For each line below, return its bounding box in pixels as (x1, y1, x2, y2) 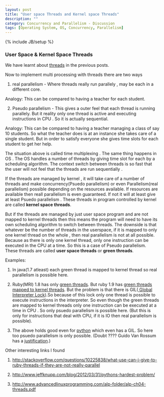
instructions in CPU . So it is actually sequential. (12, 116, 109, 122)
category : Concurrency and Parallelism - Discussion (5, 21, 115, 26)
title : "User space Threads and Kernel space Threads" (5, 12, 119, 17)
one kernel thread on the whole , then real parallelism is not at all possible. (5, 232, 155, 238)
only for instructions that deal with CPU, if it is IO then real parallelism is (12, 313, 157, 319)
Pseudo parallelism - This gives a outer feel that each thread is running (12, 106, 155, 111)
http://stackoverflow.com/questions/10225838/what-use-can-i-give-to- (12, 357, 158, 363)
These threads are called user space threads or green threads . (5, 248, 134, 254)
